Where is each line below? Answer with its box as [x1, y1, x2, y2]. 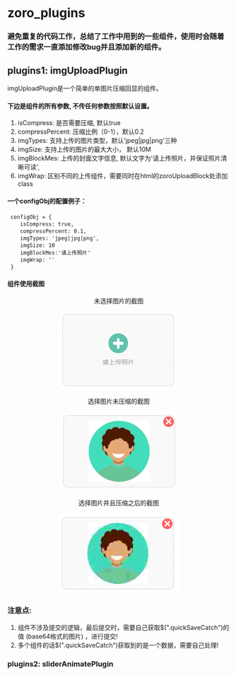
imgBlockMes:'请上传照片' [20, 250, 91, 257]
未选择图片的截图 [94, 296, 143, 305]
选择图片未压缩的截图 [88, 397, 150, 405]
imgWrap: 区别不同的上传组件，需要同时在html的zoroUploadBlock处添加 [17, 172, 228, 180]
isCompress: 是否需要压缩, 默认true [17, 119, 122, 127]
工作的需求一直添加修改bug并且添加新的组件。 [7, 42, 166, 52]
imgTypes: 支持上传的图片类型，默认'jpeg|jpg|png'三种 [17, 136, 177, 145]
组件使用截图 [7, 279, 45, 288]
